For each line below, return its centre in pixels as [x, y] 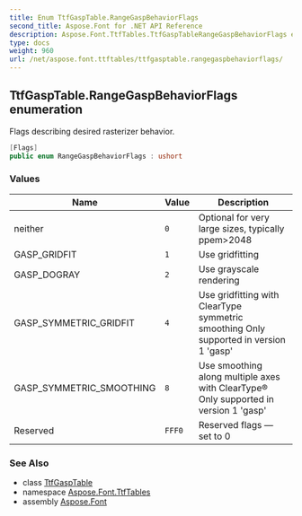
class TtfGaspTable [57, 483]
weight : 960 [31, 51]
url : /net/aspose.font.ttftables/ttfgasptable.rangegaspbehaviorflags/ [146, 59]
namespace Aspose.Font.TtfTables [86, 492]
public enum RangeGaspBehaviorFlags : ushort [96, 156]
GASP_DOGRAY [47, 275]
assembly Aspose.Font [65, 502]
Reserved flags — [236, 424]
